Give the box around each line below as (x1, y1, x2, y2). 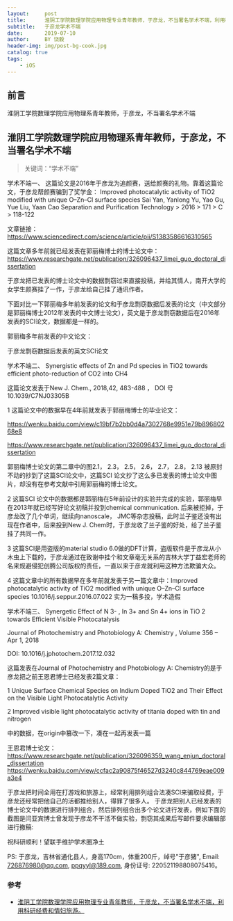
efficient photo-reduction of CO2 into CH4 (7, 369, 128, 378)
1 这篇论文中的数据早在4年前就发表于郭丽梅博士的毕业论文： (7, 406, 180, 415)
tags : (7, 56, 23, 63)
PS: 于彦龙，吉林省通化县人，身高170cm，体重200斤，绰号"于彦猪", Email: (7, 853, 220, 861)
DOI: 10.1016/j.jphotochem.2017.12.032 (7, 650, 116, 658)
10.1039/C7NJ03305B (7, 392, 70, 400)
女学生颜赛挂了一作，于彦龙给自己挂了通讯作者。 (7, 285, 147, 294)
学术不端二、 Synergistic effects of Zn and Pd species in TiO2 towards (7, 362, 208, 370)
